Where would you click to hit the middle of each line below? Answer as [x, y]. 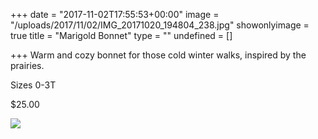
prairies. [27, 65]
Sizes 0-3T [33, 85]
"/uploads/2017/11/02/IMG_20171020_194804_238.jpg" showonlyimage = [160, 25]
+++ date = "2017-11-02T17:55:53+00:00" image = [115, 14]
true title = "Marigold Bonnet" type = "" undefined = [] [121, 35]
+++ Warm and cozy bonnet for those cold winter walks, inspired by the [158, 55]
